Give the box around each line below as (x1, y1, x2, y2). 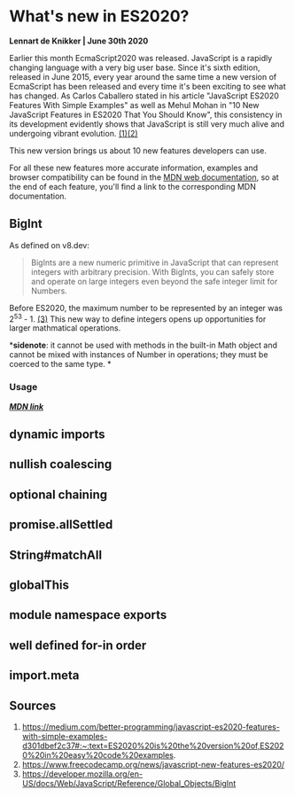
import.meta (9, 668, 80, 684)
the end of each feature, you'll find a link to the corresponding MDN (9, 181, 257, 191)
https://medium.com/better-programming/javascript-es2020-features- (21, 722, 281, 732)
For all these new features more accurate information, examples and (9, 162, 259, 173)
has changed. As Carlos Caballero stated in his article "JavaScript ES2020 (9, 90, 279, 101)
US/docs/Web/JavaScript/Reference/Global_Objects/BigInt (21, 778, 237, 789)
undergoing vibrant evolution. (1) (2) (9, 128, 139, 138)
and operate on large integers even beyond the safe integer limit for (30, 276, 278, 286)
